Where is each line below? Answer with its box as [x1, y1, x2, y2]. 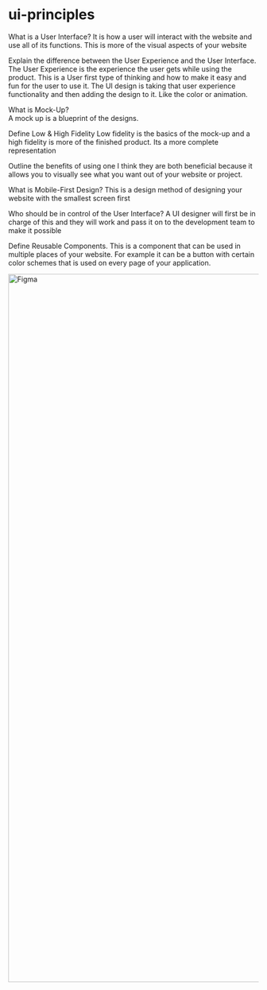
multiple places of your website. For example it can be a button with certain [8, 249, 255, 259]
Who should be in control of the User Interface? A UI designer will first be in [8, 208, 256, 218]
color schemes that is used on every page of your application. [8, 258, 211, 267]
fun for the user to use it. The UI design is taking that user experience [8, 81, 236, 91]
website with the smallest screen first [8, 193, 130, 203]
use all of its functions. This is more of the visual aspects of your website [8, 40, 247, 49]
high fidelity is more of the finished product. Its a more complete [8, 137, 219, 146]
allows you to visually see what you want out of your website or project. [8, 169, 243, 179]
